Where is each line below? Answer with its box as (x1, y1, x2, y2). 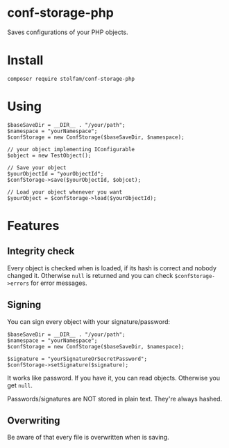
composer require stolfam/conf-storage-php (7, 75, 135, 82)
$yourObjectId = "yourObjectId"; (7, 170, 104, 177)
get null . (7, 381, 33, 389)
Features (7, 218, 60, 233)
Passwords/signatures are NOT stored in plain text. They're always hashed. (7, 394, 223, 403)
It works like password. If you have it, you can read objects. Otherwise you (7, 373, 221, 382)
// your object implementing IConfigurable (7, 146, 135, 153)
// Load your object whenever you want (7, 188, 123, 196)
